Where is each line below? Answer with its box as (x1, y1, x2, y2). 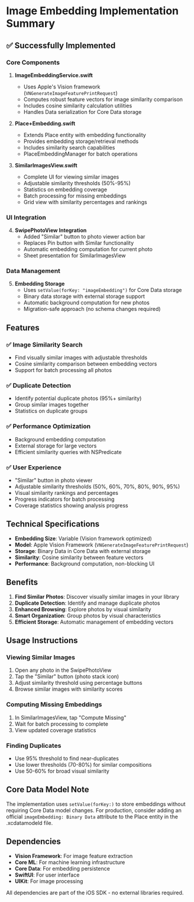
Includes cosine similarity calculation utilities (23, 102, 132, 109)
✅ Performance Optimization (6, 423, 90, 431)
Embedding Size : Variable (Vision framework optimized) (14, 535, 152, 542)
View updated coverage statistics (14, 726, 96, 733)
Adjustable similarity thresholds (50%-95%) (23, 179, 131, 186)
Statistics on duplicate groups (14, 408, 88, 415)
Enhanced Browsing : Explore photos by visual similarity (14, 605, 151, 612)
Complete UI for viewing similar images (23, 173, 119, 180)
